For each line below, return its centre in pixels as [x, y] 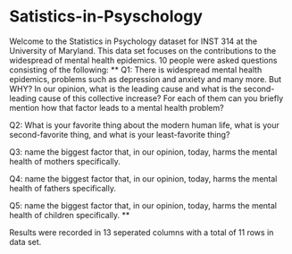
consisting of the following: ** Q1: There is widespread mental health [136, 70]
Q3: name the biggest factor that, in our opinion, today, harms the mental [143, 152]
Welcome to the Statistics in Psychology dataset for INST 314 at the [133, 41]
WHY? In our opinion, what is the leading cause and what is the [125, 89]
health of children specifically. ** [70, 215]
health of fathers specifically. [63, 188]
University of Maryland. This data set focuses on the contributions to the [143, 50]
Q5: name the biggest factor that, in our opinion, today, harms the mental [143, 205]
